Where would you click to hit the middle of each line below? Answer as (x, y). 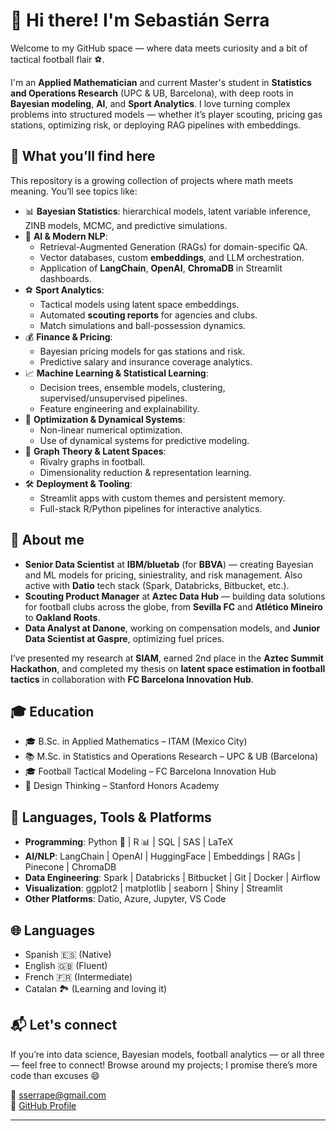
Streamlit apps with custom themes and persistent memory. (162, 498)
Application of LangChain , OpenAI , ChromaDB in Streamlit (161, 268)
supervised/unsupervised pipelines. (113, 398)
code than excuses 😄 (55, 1075)
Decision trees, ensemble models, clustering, (132, 387)
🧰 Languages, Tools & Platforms (111, 817)
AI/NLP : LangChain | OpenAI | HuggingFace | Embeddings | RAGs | (163, 856)
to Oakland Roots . (62, 617)
